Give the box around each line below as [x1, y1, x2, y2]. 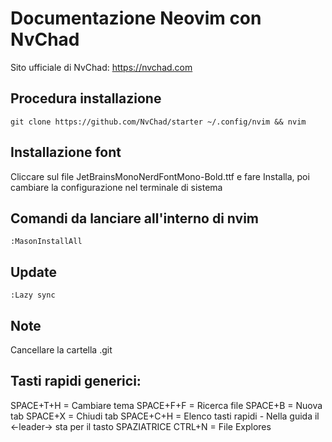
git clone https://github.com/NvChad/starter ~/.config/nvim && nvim [10, 117, 307, 127]
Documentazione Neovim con [10, 7, 262, 30]
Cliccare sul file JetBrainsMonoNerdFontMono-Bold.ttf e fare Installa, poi [10, 170, 310, 182]
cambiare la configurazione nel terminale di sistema [10, 181, 223, 193]
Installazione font [10, 144, 122, 161]
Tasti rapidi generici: [10, 373, 142, 390]
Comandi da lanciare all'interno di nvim [10, 210, 260, 227]
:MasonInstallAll [10, 237, 83, 247]
